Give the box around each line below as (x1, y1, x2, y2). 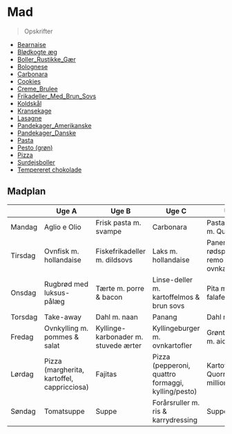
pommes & (43, 332, 79, 341)
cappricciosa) (43, 382, 90, 392)
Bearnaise (17, 40, 46, 48)
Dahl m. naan (95, 312, 138, 322)
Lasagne (17, 114, 42, 122)
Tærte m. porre (95, 283, 145, 293)
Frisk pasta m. (95, 217, 142, 227)
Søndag (10, 406, 36, 416)
